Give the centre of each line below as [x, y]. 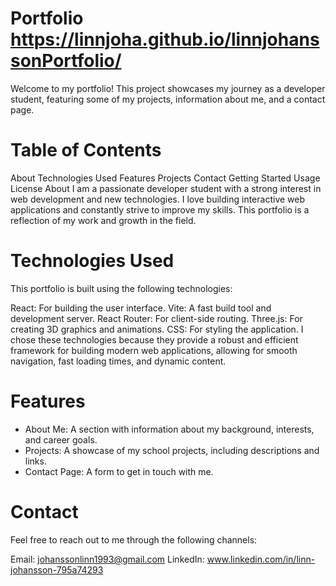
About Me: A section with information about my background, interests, [169, 429]
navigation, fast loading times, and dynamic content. [118, 361]
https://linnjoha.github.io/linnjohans [165, 39]
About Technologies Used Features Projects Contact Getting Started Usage [165, 178]
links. [35, 461]
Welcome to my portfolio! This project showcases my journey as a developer [168, 88]
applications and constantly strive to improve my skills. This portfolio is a [160, 209]
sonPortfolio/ [66, 61]
